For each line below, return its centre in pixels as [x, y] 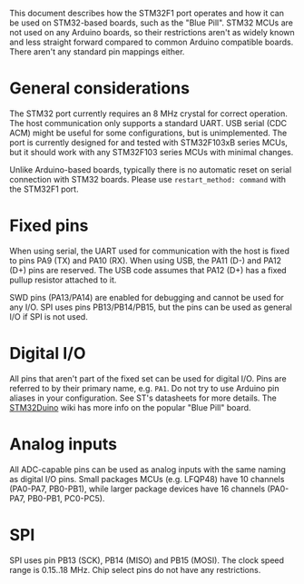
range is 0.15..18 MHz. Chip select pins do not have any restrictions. [135, 569]
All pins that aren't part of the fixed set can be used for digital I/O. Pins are [148, 378]
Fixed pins [49, 226]
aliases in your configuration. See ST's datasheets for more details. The [143, 398]
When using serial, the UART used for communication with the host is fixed [150, 251]
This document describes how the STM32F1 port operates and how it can [147, 13]
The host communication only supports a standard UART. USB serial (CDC [148, 123]
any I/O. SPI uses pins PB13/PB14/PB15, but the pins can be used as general [151, 307]
